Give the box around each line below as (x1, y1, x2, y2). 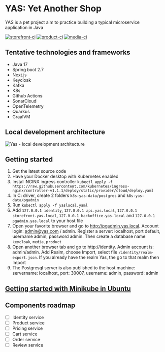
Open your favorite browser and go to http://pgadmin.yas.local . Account (12, 223, 159, 229)
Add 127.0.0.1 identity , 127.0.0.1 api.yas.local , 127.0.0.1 (12, 207, 137, 213)
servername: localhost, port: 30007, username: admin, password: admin (12, 270, 159, 276)
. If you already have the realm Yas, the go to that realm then (36, 255, 159, 260)
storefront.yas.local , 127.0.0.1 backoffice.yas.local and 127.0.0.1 (12, 213, 155, 219)
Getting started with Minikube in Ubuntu (5, 284, 131, 293)
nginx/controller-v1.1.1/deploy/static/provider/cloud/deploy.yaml (12, 188, 154, 193)
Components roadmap (5, 301, 75, 310)
